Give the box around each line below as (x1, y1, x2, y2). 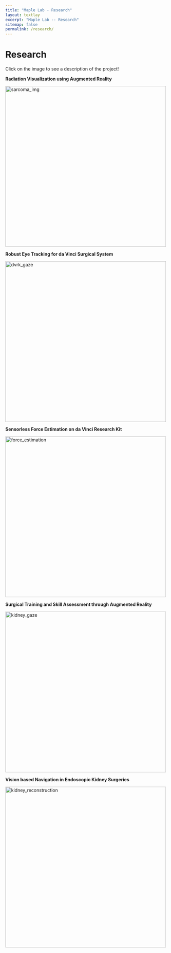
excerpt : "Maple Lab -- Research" (5, 17, 80, 22)
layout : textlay (5, 12, 40, 17)
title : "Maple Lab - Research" (5, 7, 72, 13)
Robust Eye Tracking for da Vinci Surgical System (5, 251, 113, 257)
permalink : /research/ (5, 27, 54, 32)
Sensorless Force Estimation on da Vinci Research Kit (5, 426, 122, 433)
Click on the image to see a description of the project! (5, 66, 119, 72)
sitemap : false (5, 22, 38, 27)
